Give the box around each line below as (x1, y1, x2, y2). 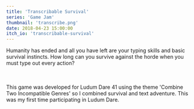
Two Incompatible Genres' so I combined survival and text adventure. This (6, 90, 189, 97)
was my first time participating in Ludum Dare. (6, 96, 120, 104)
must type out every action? (6, 60, 75, 67)
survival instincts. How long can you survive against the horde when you (6, 53, 184, 60)
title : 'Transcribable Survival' (6, 8, 89, 15)
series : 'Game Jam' (6, 14, 55, 20)
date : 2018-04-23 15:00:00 (6, 25, 73, 31)
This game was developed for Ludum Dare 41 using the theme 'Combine (6, 84, 183, 91)
